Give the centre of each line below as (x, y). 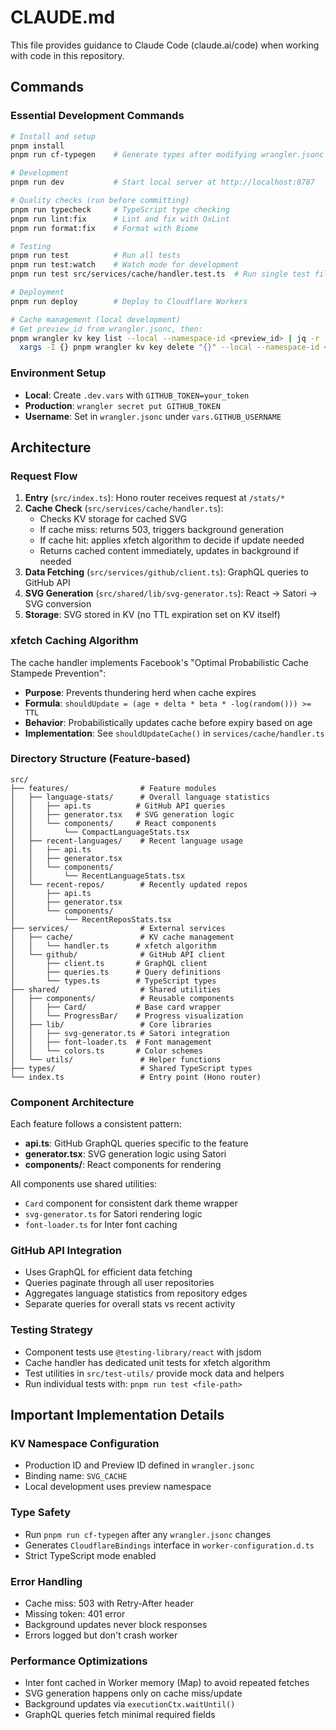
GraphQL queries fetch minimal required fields (120, 1715)
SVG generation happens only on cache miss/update (133, 1693)
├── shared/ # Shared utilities (116, 989)
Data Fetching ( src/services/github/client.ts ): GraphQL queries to (166, 572)
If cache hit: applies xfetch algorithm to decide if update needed (172, 540)
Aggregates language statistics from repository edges (136, 1293)
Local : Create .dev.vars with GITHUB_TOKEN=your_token (137, 395)
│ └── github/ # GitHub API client (118, 954)
